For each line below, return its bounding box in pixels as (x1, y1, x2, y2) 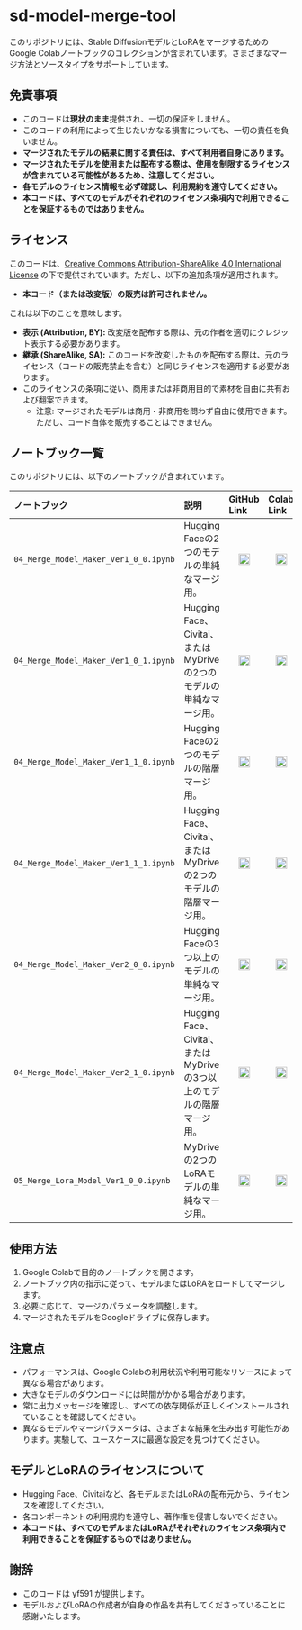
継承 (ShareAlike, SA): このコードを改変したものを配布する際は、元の (22, 349, 281, 360)
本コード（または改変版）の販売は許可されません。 (22, 288, 212, 299)
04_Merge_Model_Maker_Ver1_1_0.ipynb (13, 757, 175, 767)
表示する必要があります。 (30, 338, 125, 349)
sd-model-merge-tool (9, 5, 177, 26)
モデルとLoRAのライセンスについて (9, 1462, 205, 1478)
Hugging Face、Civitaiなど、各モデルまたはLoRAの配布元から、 (22, 1488, 259, 1499)
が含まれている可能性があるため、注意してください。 (22, 169, 219, 180)
